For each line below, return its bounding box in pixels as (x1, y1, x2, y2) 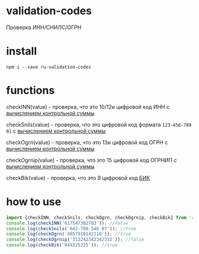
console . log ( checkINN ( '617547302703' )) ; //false (6, 220, 129, 226)
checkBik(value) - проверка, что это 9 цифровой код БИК (6, 174, 150, 181)
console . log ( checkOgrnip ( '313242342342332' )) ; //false (6, 237, 145, 243)
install (6, 44, 37, 58)
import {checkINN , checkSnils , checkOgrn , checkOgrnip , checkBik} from (6, 214, 187, 220)
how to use (6, 195, 62, 208)
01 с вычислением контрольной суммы (6, 127, 106, 134)
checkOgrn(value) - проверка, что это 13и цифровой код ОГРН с (6, 139, 168, 146)
